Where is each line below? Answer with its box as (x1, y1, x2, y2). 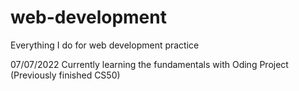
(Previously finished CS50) (10, 69, 121, 81)
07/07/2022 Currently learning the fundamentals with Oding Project (10, 58, 289, 70)
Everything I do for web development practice (10, 39, 200, 51)
